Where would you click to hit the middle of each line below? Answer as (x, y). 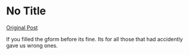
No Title (26, 11)
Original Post (22, 27)
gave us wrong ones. (32, 45)
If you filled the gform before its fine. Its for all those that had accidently (95, 39)
